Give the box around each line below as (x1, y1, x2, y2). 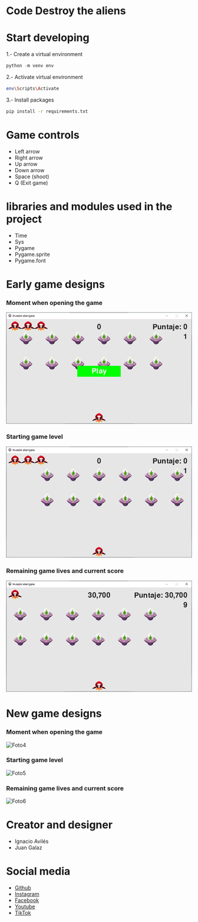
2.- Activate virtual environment (6, 74, 84, 80)
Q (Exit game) (14, 179, 48, 186)
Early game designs (6, 277, 105, 291)
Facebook (14, 897, 39, 904)
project (6, 212, 42, 225)
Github (14, 884, 31, 891)
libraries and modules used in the (6, 199, 173, 213)
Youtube (14, 903, 35, 910)
